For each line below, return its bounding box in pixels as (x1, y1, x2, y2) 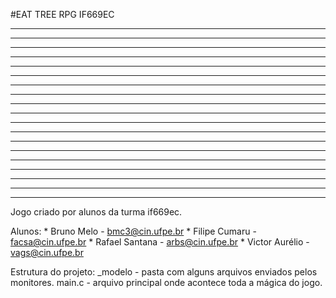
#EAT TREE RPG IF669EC (10, 9, 115, 20)
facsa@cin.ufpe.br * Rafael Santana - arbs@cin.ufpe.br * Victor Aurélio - (10, 236, 310, 248)
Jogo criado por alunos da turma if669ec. (10, 206, 183, 218)
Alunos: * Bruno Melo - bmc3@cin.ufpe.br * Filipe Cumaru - (10, 225, 257, 237)
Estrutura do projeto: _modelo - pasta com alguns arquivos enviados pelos (10, 266, 318, 278)
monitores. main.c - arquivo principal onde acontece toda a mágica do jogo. (10, 277, 323, 288)
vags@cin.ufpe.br (10, 247, 84, 258)
